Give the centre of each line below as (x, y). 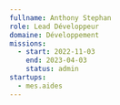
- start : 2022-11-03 (56, 52)
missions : (28, 43)
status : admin (52, 69)
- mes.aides (40, 86)
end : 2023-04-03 (57, 60)
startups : (28, 78)
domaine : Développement (55, 35)
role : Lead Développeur (55, 26)
